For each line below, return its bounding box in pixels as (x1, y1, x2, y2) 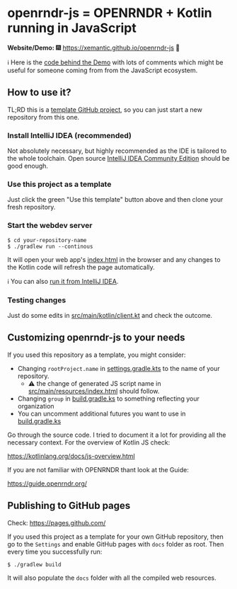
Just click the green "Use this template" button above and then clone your (7, 195, 224, 204)
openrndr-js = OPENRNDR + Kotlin (7, 5, 212, 21)
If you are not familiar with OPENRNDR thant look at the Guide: (7, 465, 189, 474)
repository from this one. (7, 113, 80, 121)
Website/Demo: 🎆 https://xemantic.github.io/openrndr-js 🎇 (7, 43, 180, 52)
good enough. (7, 161, 48, 171)
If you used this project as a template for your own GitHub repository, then (7, 532, 224, 541)
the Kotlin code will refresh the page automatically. (7, 263, 156, 271)
